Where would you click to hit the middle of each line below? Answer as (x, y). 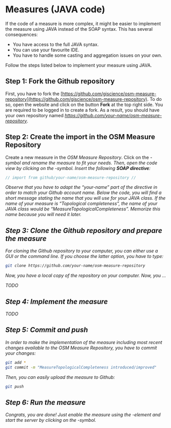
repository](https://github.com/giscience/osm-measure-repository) (76, 99)
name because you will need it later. (44, 215)
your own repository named (35, 115)
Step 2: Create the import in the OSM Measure (80, 137)
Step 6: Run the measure (46, 402)
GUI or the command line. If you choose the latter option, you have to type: (84, 256)
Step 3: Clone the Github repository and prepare (84, 231)
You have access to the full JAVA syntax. (56, 44)
